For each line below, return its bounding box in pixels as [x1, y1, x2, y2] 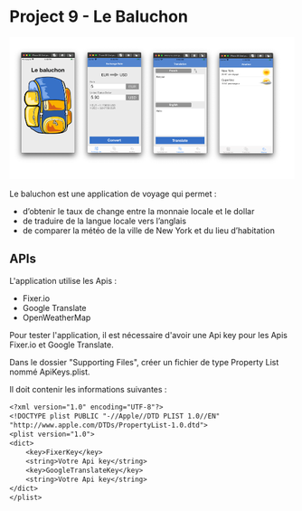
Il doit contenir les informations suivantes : [9, 383, 167, 394]
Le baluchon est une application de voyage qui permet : [9, 188, 217, 199]
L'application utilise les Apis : [9, 275, 118, 286]
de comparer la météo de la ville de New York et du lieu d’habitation [22, 224, 276, 236]
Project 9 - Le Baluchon [9, 6, 188, 27]
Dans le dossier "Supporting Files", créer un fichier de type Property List [9, 356, 279, 367]
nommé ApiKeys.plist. [9, 366, 90, 377]
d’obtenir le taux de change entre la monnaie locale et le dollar [22, 205, 255, 216]
